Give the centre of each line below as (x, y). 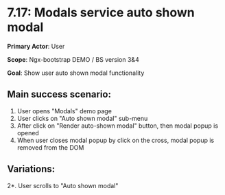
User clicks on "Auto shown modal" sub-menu (82, 118)
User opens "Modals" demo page (64, 111)
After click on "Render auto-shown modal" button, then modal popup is (117, 126)
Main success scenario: (59, 94)
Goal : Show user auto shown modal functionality (76, 73)
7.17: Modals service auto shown (101, 13)
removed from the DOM (50, 147)
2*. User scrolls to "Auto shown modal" (63, 185)
